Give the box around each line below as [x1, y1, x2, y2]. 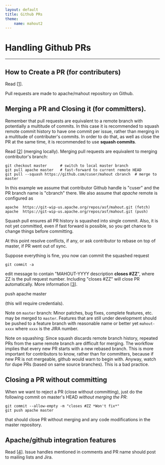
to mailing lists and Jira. [5, 454, 53, 460]
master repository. [5, 422, 42, 428]
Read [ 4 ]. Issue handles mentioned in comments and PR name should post [5, 449, 156, 455]
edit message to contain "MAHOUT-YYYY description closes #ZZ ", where [5, 271, 155, 277]
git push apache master [5, 408, 54, 413]
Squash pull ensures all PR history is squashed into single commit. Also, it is [5, 217, 159, 223]
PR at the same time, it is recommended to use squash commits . [5, 139, 137, 144]
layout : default [5, 7, 38, 12]
